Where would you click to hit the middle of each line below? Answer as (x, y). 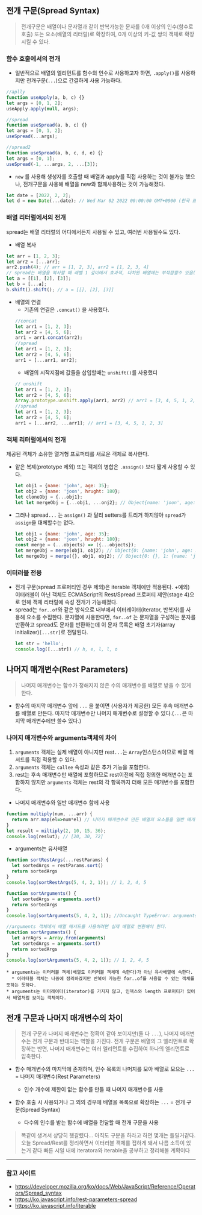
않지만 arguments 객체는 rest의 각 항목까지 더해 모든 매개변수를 (105, 782)
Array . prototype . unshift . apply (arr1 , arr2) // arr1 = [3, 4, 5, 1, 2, (105, 401)
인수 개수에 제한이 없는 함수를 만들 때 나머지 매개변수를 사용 (93, 1090)
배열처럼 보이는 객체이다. (40, 998)
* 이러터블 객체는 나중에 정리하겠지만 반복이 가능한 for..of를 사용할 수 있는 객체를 (103, 979)
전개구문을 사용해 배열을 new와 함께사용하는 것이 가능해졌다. (94, 184)
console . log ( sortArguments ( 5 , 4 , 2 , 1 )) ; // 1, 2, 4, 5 (78, 961)
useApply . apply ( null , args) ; (43, 109)
